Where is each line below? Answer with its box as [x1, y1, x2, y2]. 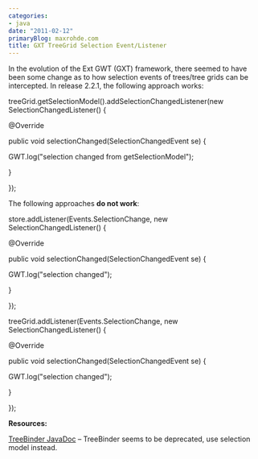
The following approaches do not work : [8, 199, 140, 209]
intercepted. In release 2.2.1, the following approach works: [8, 81, 204, 91]
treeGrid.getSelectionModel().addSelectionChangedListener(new [8, 97, 223, 106]
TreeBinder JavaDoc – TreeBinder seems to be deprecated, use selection [8, 434, 251, 444]
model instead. [8, 443, 58, 453]
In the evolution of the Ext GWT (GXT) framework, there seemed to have [8, 64, 248, 73]
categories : [8, 11, 48, 20]
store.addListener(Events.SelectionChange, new [8, 214, 169, 224]
